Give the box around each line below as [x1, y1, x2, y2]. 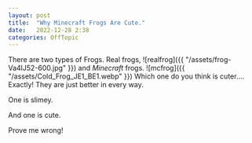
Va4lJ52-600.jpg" [8, 64, 67, 73]
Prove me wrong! [8, 126, 64, 135]
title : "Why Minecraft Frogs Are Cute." [8, 19, 146, 27]
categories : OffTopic [8, 33, 79, 42]
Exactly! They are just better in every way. [8, 80, 144, 90]
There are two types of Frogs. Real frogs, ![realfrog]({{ [8, 55, 184, 64]
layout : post [8, 11, 51, 20]
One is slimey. [8, 95, 53, 104]
